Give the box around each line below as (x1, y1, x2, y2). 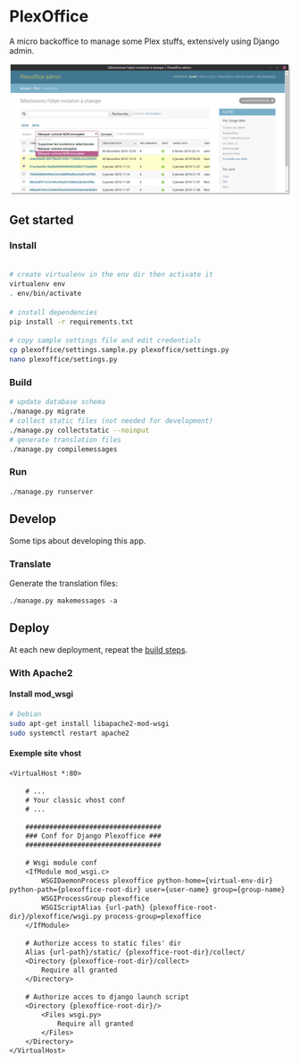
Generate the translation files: (9, 578, 119, 588)
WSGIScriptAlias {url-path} (41, 903, 145, 912)
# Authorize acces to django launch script (25, 992, 190, 1001)
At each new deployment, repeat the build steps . (9, 644, 188, 654)
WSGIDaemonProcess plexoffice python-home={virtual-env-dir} (41, 876, 274, 885)
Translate (9, 557, 52, 569)
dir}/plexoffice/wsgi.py (9, 912, 102, 921)
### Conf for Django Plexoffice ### (25, 831, 162, 840)
